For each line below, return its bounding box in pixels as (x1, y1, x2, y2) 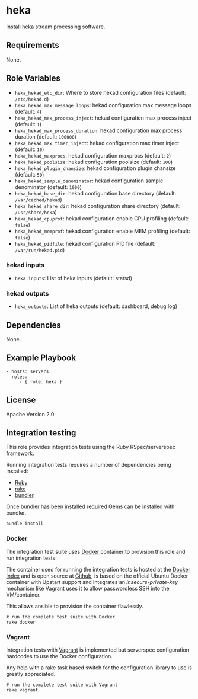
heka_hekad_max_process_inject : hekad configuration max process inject (14, 114, 192, 121)
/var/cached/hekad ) (14, 196, 62, 203)
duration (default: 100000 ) (14, 133, 77, 140)
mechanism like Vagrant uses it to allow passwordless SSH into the (6, 585, 170, 592)
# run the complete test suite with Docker (6, 614, 116, 620)
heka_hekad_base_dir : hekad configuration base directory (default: (14, 190, 177, 197)
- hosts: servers (6, 368, 49, 374)
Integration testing (6, 428, 76, 438)
